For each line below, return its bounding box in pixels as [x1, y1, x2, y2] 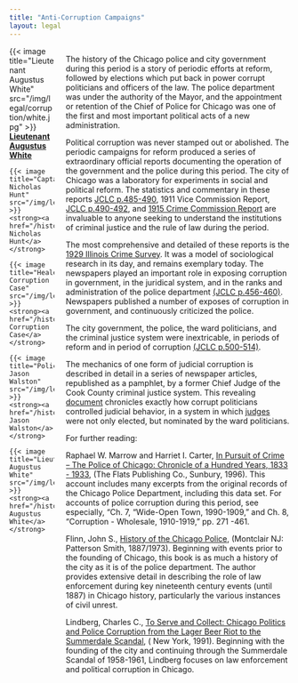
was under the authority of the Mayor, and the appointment [65, 91, 283, 102]
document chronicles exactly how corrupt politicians [65, 397, 258, 407]
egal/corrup [9, 102, 53, 113]
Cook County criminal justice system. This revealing [65, 387, 256, 398]
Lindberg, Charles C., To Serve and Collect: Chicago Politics [65, 616, 286, 627]
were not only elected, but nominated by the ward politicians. [65, 415, 290, 426]
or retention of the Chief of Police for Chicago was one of [65, 100, 277, 111]
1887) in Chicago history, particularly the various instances [65, 590, 281, 600]
